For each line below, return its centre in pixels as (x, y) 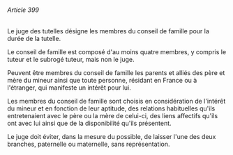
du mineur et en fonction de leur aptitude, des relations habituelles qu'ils (111, 108)
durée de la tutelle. (34, 39)
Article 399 (23, 10)
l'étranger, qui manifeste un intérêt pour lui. (69, 88)
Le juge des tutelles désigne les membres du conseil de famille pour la (108, 31)
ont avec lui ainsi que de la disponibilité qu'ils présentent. (90, 123)
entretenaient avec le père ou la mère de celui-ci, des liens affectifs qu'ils (113, 116)
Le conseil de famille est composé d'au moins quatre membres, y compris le (117, 52)
